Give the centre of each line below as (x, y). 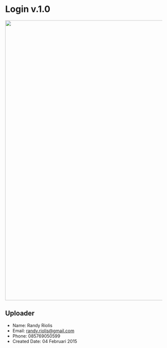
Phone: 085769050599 (36, 336)
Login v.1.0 (28, 9)
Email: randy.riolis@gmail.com (43, 331)
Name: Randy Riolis (32, 325)
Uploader (20, 313)
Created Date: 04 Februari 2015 (45, 341)
